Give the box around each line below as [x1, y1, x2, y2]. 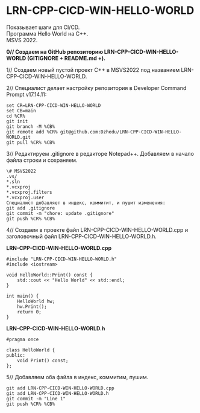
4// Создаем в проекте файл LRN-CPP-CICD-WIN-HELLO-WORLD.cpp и [6, 226, 189, 233]
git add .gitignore [6, 205, 55, 211]
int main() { [6, 293, 39, 299]
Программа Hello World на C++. [6, 30, 89, 37]
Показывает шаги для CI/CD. [6, 24, 80, 31]
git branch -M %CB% [6, 123, 55, 130]
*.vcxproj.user [6, 194, 45, 200]
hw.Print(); [17, 303, 47, 310]
